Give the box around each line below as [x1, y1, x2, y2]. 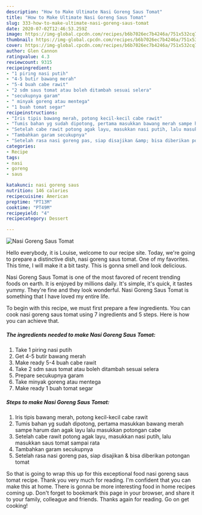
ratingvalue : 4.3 [6, 54, 50, 60]
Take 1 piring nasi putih [14, 346, 72, 354]
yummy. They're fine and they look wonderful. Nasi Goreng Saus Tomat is [6, 287, 189, 294]
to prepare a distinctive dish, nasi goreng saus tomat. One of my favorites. [6, 255, 189, 263]
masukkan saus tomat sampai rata [14, 439, 100, 446]
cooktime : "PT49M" [6, 204, 52, 211]
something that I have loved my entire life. [6, 293, 110, 300]
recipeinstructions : [6, 110, 58, 116]
